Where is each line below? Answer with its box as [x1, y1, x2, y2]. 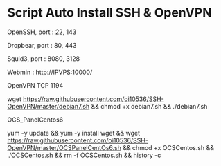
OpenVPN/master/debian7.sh [7, 102, 90, 110]
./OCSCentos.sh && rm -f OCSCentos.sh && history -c [7, 151, 161, 159]
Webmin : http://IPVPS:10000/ [7, 68, 93, 76]
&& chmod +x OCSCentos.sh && [122, 143, 215, 151]
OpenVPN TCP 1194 [7, 81, 64, 89]
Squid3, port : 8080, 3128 [7, 54, 80, 63]
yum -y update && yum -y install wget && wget [7, 129, 141, 137]
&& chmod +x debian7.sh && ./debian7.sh [91, 102, 208, 110]
